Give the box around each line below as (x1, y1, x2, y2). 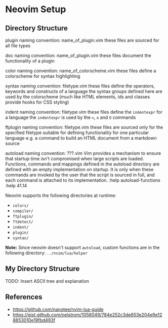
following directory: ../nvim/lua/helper (5, 250, 88, 256)
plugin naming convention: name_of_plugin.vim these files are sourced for (5, 37, 159, 43)
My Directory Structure (5, 265, 80, 273)
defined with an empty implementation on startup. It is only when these (5, 167, 154, 172)
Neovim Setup (5, 4, 66, 15)
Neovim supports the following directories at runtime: (5, 192, 116, 199)
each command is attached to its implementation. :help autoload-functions (5, 177, 160, 183)
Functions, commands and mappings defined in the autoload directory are (5, 161, 160, 167)
